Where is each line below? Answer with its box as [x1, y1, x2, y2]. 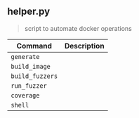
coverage [11, 91, 40, 99]
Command [16, 41, 53, 51]
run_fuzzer [11, 81, 47, 90]
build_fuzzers [11, 72, 58, 80]
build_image [11, 63, 51, 70]
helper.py [7, 6, 51, 18]
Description [64, 41, 105, 51]
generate [11, 53, 40, 60]
